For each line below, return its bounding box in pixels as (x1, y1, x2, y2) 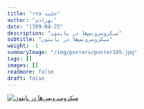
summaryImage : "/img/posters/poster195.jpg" (7, 49, 138, 56)
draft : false (7, 74, 45, 82)
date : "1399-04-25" (7, 23, 64, 30)
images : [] (7, 62, 39, 69)
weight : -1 (7, 42, 39, 49)
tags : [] (7, 56, 33, 62)
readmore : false (7, 68, 54, 75)
